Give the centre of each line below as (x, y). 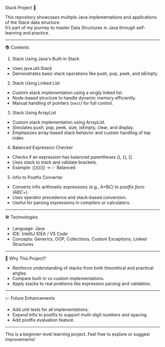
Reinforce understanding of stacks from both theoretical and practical (83, 268)
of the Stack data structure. (33, 22)
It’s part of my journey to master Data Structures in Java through (70, 28)
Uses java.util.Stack (32, 68)
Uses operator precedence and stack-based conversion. (69, 197)
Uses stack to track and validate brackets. (55, 162)
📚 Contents (17, 47)
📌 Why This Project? (26, 258)
